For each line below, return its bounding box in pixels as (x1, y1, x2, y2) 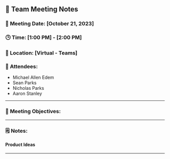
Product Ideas (5, 142, 35, 148)
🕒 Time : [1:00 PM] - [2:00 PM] (5, 34, 82, 41)
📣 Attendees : (5, 63, 38, 70)
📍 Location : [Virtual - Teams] (5, 49, 77, 57)
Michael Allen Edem (12, 74, 54, 81)
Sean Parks (12, 80, 37, 86)
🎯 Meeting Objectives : (5, 108, 61, 115)
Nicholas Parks (12, 85, 45, 91)
